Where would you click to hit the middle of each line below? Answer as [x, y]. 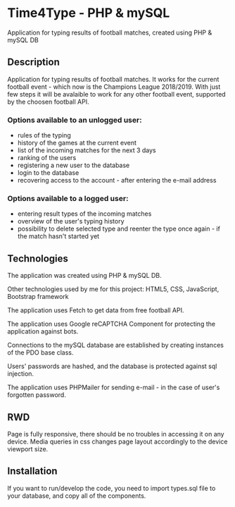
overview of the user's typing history [71, 221]
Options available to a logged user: [68, 198]
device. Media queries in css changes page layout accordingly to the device [118, 441]
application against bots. [43, 331]
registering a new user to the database [74, 165]
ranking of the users [47, 158]
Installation [32, 471]
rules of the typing [44, 135]
